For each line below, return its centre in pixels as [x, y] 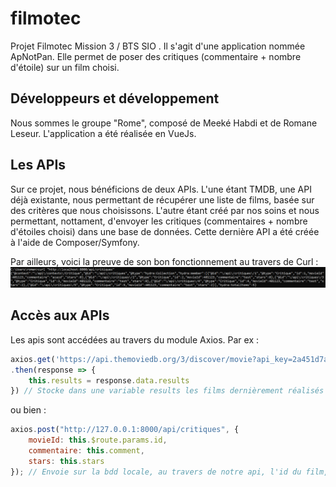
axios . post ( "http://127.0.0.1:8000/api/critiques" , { [125, 430]
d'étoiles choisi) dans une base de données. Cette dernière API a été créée [165, 231]
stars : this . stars [66, 461]
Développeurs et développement [115, 98]
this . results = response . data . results [109, 380]
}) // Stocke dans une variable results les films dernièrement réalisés [167, 391]
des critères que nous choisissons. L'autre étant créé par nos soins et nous [165, 210]
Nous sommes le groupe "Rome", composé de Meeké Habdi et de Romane [164, 123]
